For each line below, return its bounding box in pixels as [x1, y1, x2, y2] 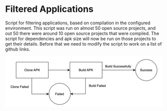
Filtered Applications [5, 3, 94, 15]
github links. [5, 46, 30, 52]
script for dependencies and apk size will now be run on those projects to [5, 36, 156, 42]
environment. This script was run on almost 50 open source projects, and [5, 25, 156, 31]
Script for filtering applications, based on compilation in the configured [5, 20, 151, 26]
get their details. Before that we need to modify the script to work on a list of [5, 41, 162, 47]
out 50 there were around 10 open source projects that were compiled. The [5, 30, 160, 36]
